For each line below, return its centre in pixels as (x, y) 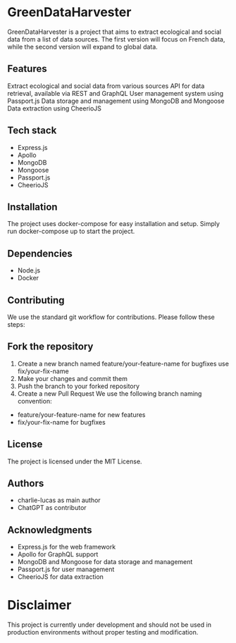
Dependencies (40, 253)
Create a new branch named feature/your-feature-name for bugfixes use (123, 363)
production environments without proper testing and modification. (103, 632)
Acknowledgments (50, 530)
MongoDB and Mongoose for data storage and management (105, 562)
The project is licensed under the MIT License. (75, 461)
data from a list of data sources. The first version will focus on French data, (116, 39)
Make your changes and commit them (73, 378)
